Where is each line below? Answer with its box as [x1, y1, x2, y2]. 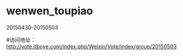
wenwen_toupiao [6, 4, 93, 18]
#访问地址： [6, 36, 36, 43]
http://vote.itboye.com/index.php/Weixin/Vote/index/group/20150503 [6, 43, 177, 50]
